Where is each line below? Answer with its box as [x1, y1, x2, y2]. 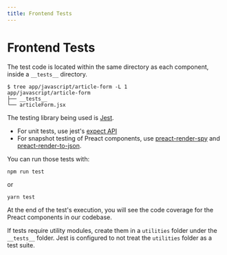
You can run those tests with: [7, 154, 90, 163]
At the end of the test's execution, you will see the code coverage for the [7, 205, 214, 214]
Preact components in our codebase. [7, 213, 112, 221]
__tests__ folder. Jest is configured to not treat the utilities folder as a [7, 234, 212, 242]
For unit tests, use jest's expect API [17, 127, 118, 135]
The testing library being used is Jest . [7, 113, 115, 121]
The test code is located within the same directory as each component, [7, 63, 209, 71]
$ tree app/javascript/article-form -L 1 [7, 83, 128, 90]
